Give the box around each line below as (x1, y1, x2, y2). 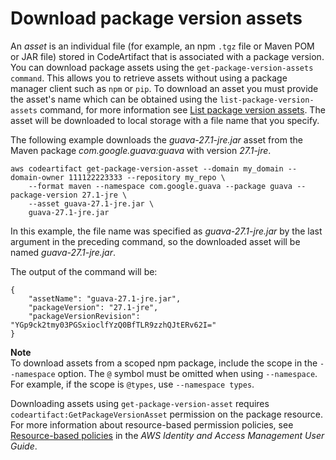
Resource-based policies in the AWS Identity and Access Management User (10, 429, 325, 441)
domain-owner (10, 172, 65, 182)
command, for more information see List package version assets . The (39, 103, 326, 116)
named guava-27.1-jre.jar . (10, 246, 117, 258)
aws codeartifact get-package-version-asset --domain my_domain (10, 163, 284, 174)
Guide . (10, 440, 38, 452)
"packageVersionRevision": (28, 311, 141, 321)
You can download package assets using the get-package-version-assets (10, 61, 314, 73)
